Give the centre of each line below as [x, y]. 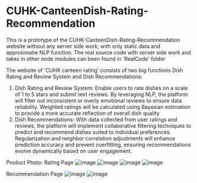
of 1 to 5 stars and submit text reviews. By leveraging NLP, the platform [101, 94]
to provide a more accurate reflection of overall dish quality [87, 113]
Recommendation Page [35, 174]
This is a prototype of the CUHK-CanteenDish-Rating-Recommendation [93, 40]
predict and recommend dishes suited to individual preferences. [93, 132]
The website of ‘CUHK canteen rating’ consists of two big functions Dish [95, 70]
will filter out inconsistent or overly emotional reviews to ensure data [98, 100]
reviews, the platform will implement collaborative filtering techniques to [103, 126]
